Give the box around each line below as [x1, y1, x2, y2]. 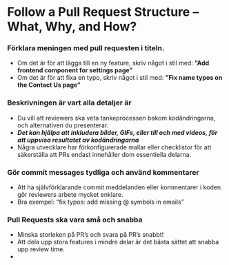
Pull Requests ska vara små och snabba [7, 215, 143, 224]
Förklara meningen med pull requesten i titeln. [7, 43, 165, 53]
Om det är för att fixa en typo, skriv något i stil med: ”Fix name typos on [17, 74, 223, 82]
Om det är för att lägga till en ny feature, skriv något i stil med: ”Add [17, 59, 210, 67]
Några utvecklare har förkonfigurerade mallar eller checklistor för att [17, 142, 212, 151]
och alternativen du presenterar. [17, 121, 109, 129]
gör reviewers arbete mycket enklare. [17, 191, 123, 199]
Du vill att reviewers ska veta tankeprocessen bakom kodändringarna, [17, 114, 216, 122]
